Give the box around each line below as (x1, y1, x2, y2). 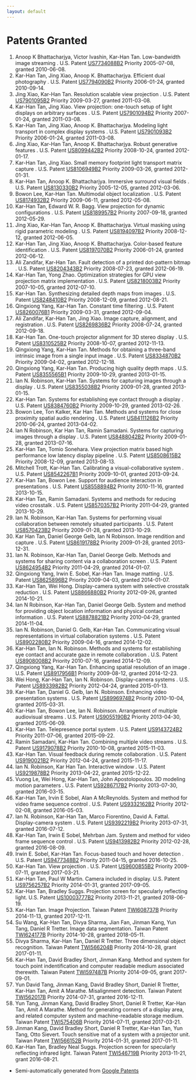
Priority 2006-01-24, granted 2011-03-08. (15, 134, 116, 141)
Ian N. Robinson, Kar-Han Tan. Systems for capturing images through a (15, 377, 186, 384)
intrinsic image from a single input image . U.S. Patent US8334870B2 (15, 352, 181, 359)
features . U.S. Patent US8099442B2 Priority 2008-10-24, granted (15, 147, 174, 154)
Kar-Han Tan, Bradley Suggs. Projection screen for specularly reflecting (15, 887, 188, 894)
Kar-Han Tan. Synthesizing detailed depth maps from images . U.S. (15, 289, 176, 297)
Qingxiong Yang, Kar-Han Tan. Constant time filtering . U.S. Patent (15, 302, 174, 309)
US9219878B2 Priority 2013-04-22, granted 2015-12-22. (15, 769, 151, 776)
